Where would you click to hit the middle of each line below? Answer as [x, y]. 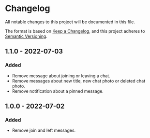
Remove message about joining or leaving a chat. [61, 76]
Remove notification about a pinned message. [58, 91]
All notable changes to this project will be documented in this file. [70, 22]
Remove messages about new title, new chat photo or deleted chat [79, 81]
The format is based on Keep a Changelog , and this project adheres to [75, 31]
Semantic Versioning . [26, 36]
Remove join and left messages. [44, 130]
